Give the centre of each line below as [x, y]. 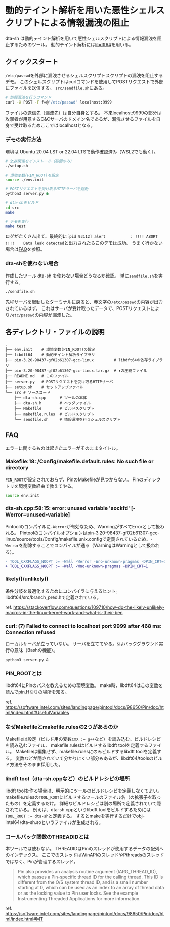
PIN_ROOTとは [24, 673]
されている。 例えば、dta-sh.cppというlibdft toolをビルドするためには [78, 809]
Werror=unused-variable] [38, 514]
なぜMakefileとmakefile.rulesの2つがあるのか [62, 727]
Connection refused [30, 632]
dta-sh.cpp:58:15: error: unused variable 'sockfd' [68, 508]
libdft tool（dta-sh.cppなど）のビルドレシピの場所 [68, 778]
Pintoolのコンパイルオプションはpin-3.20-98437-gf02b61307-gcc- [90, 533]
